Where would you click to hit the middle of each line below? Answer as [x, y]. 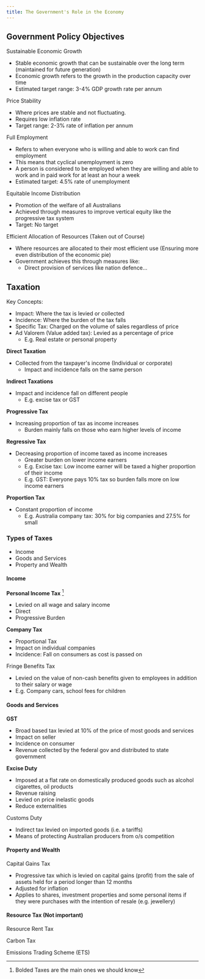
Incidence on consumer [45, 743]
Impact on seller [35, 737]
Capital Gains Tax [28, 863]
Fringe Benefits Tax [31, 666]
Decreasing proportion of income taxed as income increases [91, 454]
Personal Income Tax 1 [35, 592]
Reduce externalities [41, 806]
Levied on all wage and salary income [63, 605]
